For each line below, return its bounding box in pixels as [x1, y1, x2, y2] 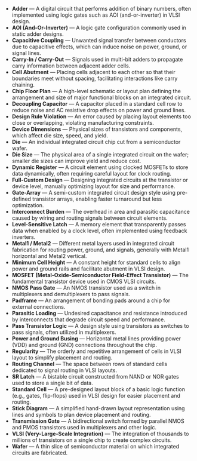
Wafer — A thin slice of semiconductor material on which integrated [11, 443, 180, 450]
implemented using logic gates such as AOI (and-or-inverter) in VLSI [11, 11, 180, 19]
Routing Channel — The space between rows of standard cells [11, 361, 168, 367]
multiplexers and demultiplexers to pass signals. [11, 291, 130, 297]
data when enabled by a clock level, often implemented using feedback [11, 227, 187, 234]
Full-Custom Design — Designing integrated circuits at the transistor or [11, 176, 188, 183]
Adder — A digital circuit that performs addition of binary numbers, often [11, 5, 192, 12]
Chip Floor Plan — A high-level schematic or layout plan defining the [11, 88, 181, 94]
